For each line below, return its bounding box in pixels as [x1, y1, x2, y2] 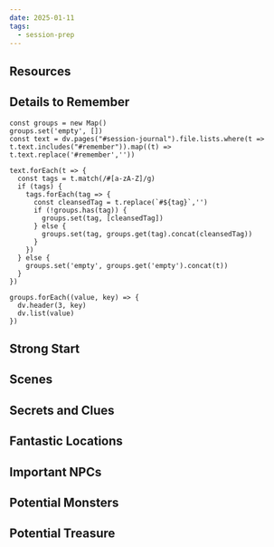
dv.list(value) [17, 309, 75, 318]
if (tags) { [17, 182, 63, 191]
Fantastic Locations [9, 434, 124, 449]
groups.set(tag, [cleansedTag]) [42, 214, 165, 223]
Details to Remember [9, 94, 130, 110]
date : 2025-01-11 [9, 13, 75, 23]
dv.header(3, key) [17, 301, 88, 310]
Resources [9, 63, 71, 79]
